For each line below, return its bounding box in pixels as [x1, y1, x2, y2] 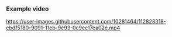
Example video [6, 5, 49, 13]
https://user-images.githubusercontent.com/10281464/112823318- [6, 18, 167, 25]
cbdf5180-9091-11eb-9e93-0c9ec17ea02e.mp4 [6, 24, 121, 31]
